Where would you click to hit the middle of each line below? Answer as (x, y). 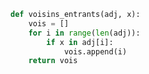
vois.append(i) (95, 51)
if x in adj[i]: (80, 42)
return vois (53, 61)
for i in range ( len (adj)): (84, 33)
